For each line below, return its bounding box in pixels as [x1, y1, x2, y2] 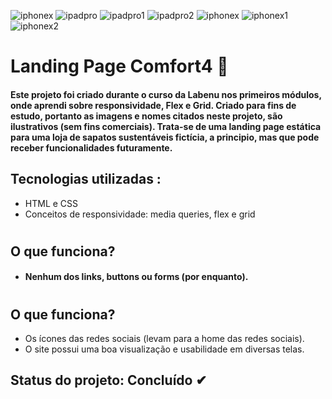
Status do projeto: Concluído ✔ [10, 372, 208, 389]
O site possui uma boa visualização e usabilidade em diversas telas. [24, 343, 305, 355]
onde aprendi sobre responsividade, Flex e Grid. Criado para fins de [10, 99, 297, 111]
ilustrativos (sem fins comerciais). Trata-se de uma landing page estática [10, 120, 322, 132]
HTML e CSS [24, 197, 79, 209]
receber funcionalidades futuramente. [10, 141, 173, 154]
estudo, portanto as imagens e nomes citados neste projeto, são [10, 110, 283, 122]
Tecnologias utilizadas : [10, 171, 162, 188]
